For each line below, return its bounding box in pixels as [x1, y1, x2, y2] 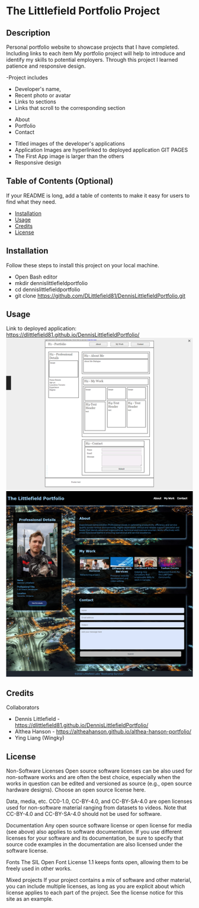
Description [6, 28, 50, 38]
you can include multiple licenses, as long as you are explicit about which [6, 883, 185, 890]
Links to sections [14, 98, 56, 105]
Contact [14, 129, 34, 135]
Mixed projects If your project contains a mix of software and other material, [6, 877, 192, 884]
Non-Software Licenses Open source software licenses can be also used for [6, 767, 192, 774]
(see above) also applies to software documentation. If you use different [6, 828, 182, 836]
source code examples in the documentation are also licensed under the [6, 841, 182, 848]
